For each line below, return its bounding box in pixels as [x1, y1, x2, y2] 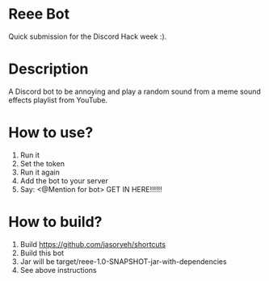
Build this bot [19, 248, 65, 258]
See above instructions [19, 265, 97, 275]
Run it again [19, 167, 61, 177]
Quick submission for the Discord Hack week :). [8, 31, 167, 41]
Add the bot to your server [19, 175, 109, 186]
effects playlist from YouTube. [8, 94, 107, 105]
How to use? [8, 124, 94, 142]
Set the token [19, 158, 65, 168]
